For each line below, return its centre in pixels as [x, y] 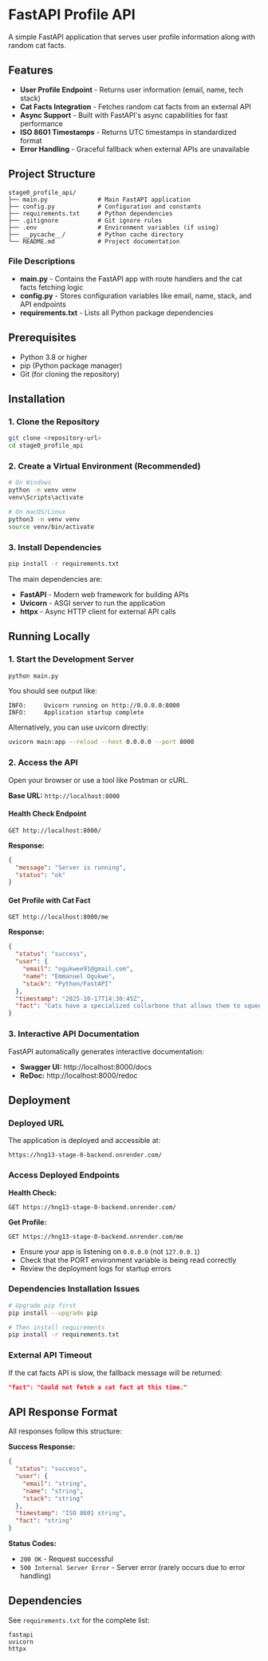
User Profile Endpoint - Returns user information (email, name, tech [131, 89]
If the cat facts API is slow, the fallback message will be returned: [115, 1372]
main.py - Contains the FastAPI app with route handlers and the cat [131, 279]
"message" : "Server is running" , [71, 868]
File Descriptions [42, 261]
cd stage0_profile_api [46, 446]
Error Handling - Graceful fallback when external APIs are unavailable [134, 148]
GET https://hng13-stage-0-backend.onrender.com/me [96, 1236]
